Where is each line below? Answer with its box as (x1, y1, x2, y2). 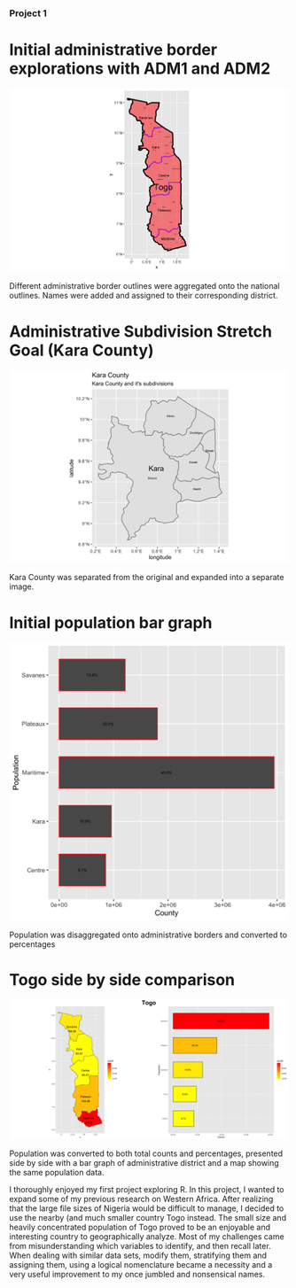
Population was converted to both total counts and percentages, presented (9, 1148, 284, 1159)
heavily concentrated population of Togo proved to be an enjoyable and (9, 1222, 270, 1232)
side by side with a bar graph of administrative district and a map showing (9, 1157, 279, 1168)
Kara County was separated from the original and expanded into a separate (9, 572, 284, 583)
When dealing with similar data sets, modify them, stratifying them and (9, 1250, 268, 1261)
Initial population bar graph (9, 612, 213, 632)
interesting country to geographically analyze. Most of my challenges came (9, 1230, 285, 1242)
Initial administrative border (9, 40, 218, 60)
